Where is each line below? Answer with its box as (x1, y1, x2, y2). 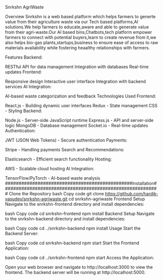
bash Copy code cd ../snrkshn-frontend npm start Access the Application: (5, 255, 154, 260)
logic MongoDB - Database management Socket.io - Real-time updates (5, 122, 148, 128)
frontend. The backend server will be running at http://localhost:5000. (5, 269, 145, 275)
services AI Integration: (5, 84, 52, 90)
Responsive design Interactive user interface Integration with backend (5, 78, 146, 84)
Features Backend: (5, 54, 43, 60)
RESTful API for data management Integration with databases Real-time (5, 64, 149, 70)
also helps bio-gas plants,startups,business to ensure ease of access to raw (5, 40, 159, 46)
